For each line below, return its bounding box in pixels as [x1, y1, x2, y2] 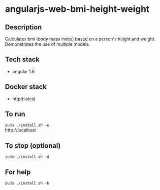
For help [5, 168, 31, 176]
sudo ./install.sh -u [5, 123, 50, 128]
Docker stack [5, 82, 47, 91]
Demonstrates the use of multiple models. [5, 41, 90, 47]
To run [5, 110, 26, 118]
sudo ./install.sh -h [5, 181, 50, 186]
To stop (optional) [5, 141, 61, 150]
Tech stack [5, 55, 40, 64]
